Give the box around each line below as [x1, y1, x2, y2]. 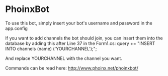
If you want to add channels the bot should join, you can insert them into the [5, 35, 163, 41]
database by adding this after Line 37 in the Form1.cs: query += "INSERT [5, 40, 155, 46]
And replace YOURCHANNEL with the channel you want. [5, 55, 122, 61]
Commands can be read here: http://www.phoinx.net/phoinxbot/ [5, 65, 138, 71]
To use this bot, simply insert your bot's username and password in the [5, 20, 152, 26]
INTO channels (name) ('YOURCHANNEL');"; [5, 45, 97, 51]
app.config [5, 25, 28, 31]
